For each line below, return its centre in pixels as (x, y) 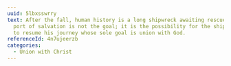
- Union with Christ (43, 52)
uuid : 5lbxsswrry (32, 13)
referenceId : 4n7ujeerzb (43, 39)
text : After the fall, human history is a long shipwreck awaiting (106, 20)
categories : (24, 45)
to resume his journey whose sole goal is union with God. (100, 33)
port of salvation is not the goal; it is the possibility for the (112, 26)
